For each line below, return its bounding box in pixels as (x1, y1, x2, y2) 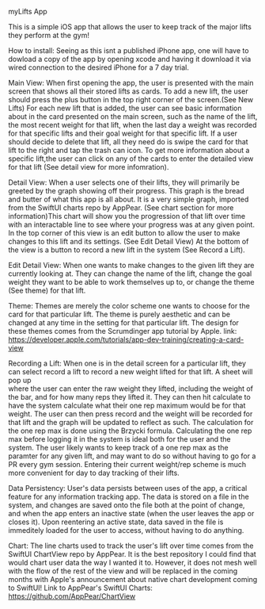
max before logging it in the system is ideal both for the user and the (8, 435, 231, 443)
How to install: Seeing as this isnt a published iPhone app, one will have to (8, 46, 249, 55)
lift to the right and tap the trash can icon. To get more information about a (8, 146, 250, 155)
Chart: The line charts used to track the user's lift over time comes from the (8, 541, 254, 550)
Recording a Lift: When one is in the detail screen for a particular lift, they (8, 358, 247, 368)
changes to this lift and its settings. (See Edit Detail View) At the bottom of (8, 237, 249, 246)
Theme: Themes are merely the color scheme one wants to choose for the (8, 301, 251, 310)
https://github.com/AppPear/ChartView (8, 592, 136, 601)
